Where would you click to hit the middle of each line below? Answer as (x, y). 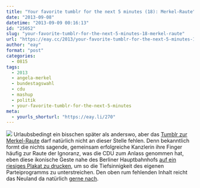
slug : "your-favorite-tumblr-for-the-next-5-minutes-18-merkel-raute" (96, 34)
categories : (21, 56)
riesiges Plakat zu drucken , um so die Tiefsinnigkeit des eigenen (85, 166)
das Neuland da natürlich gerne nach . (52, 178)
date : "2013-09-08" (30, 17)
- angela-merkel (32, 78)
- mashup (22, 95)
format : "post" (25, 51)
